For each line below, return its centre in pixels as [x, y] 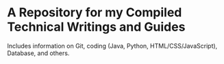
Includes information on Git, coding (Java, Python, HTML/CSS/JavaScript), [112, 46]
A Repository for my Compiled [95, 13]
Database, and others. [38, 53]
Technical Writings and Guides [96, 27]
